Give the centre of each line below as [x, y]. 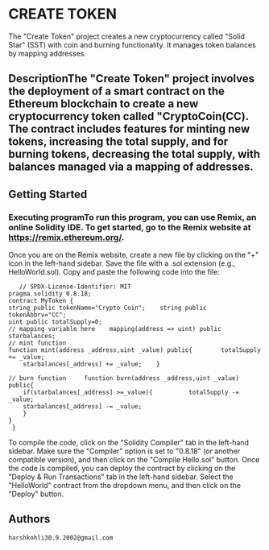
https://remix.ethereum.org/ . [66, 237]
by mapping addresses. [48, 53]
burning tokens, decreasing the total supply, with [134, 154]
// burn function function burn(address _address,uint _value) [124, 378]
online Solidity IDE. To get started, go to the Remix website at [130, 227]
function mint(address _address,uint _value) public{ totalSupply [135, 350]
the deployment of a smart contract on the [117, 91]
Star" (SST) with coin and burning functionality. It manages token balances [132, 44]
